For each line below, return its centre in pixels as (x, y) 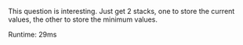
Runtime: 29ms (33, 35)
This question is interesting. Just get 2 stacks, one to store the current (121, 11)
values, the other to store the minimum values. (83, 19)
